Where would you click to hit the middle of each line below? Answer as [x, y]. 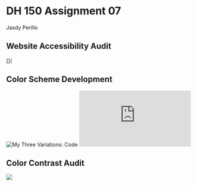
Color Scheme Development [60, 80]
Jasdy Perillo [22, 27]
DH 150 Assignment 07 [64, 11]
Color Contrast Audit [45, 163]
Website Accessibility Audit [59, 46]
